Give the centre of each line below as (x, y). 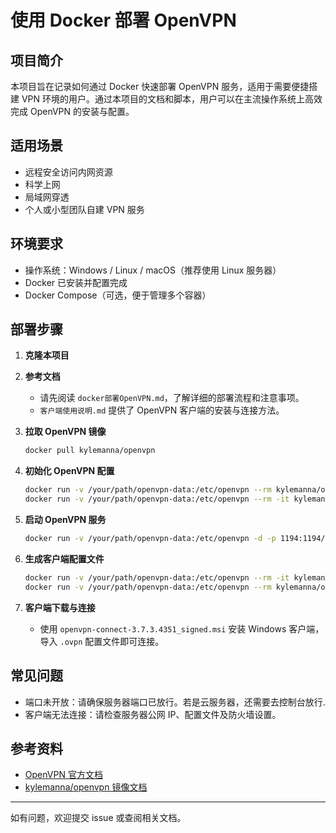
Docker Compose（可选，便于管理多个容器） (118, 295)
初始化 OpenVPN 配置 (69, 471)
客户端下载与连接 (60, 607)
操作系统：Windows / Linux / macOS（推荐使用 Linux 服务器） (153, 270)
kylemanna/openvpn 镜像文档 (86, 787)
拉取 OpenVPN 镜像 (65, 432)
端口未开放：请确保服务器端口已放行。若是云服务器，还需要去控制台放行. (175, 702)
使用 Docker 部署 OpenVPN (123, 20)
